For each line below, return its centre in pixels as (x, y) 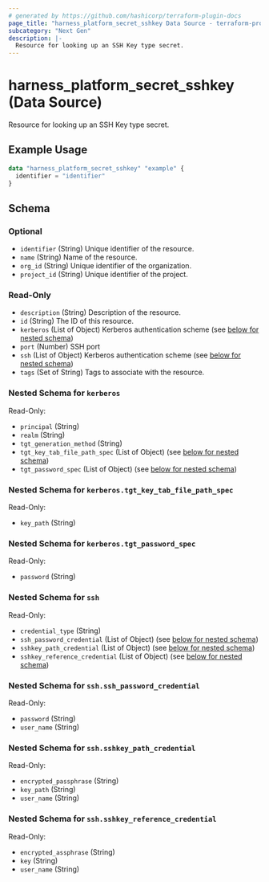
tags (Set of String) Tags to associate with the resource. (112, 372)
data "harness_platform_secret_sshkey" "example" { (96, 168)
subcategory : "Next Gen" (50, 31)
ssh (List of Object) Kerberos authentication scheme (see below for (130, 355)
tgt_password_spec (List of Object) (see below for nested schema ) (128, 469)
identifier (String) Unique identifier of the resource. (107, 249)
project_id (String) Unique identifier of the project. (104, 275)
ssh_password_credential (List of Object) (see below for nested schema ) (139, 639)
